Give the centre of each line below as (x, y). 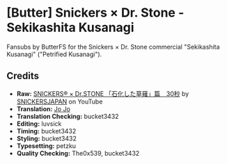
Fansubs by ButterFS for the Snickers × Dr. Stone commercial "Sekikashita (113, 47)
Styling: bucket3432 (47, 138)
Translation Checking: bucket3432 (68, 116)
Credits (23, 76)
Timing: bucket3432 (46, 131)
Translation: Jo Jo (44, 108)
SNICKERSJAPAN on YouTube (60, 101)
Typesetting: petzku (46, 146)
